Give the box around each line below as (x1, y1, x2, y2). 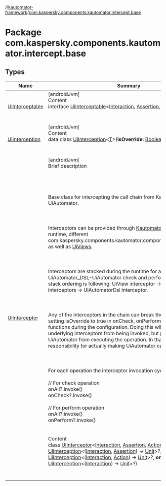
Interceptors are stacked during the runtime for (48, 268, 157, 275)
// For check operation (48, 379, 100, 386)
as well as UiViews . (48, 243, 93, 250)
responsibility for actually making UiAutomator (48, 342, 156, 349)
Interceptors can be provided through (48, 225, 135, 231)
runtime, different (48, 231, 88, 238)
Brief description (48, 163, 87, 169)
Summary (117, 82, 141, 89)
